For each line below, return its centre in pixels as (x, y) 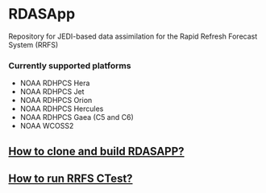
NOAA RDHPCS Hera (55, 83)
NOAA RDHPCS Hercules (62, 109)
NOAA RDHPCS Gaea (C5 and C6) (77, 117)
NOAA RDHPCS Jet (52, 92)
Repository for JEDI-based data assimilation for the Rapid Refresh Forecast (133, 36)
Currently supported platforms (70, 65)
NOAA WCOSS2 (47, 126)
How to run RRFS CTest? (71, 179)
